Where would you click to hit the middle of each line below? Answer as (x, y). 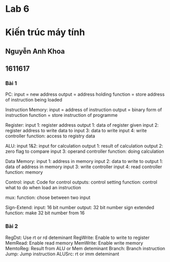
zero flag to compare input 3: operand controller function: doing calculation (85, 151)
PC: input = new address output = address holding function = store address (85, 94)
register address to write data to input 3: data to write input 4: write (76, 131)
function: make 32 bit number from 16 (45, 213)
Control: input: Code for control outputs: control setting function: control (81, 182)
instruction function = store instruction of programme (61, 115)
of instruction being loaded (34, 100)
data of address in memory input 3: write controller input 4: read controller (84, 167)
